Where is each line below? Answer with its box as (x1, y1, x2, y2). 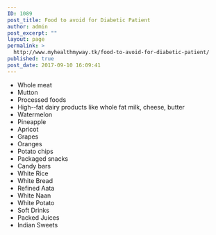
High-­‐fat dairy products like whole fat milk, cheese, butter (17, 103, 185, 111)
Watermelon (17, 110, 53, 119)
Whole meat (17, 80, 52, 89)
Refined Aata (17, 184, 55, 192)
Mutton (17, 88, 38, 96)
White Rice (17, 169, 49, 177)
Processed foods (17, 95, 67, 104)
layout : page (7, 36, 45, 43)
